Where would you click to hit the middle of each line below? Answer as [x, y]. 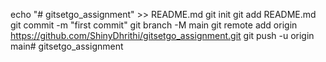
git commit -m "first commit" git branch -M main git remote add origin [154, 25]
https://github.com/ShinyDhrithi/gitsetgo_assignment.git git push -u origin [162, 35]
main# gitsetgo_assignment [67, 46]
